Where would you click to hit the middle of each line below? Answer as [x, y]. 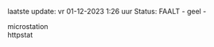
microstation [28, 26]
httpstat [20, 35]
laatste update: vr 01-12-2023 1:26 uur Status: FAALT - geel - [107, 11]
